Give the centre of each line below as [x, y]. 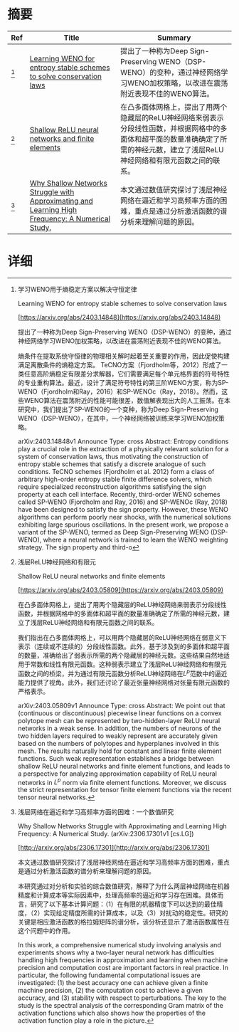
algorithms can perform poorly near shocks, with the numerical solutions [124, 517]
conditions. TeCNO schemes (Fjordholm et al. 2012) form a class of [116, 471]
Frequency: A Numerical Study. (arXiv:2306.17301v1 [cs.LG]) [106, 834]
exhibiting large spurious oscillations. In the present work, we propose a [123, 525]
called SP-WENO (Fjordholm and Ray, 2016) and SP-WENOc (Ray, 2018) [122, 502]
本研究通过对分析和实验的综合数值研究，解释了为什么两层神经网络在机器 [123, 886]
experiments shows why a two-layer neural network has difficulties [116, 953]
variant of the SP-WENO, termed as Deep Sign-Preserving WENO [113, 532]
